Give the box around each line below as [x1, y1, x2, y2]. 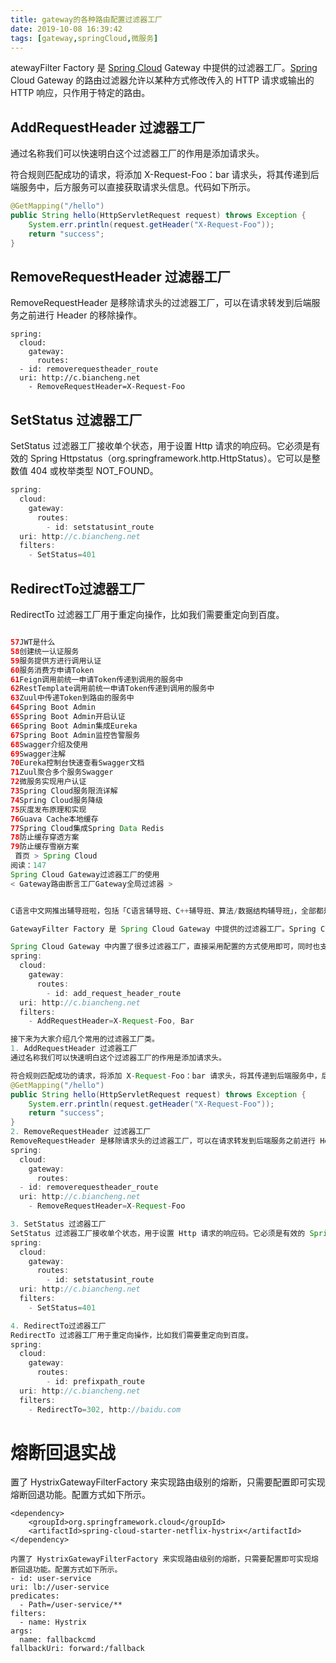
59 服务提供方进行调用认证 [10, 656, 102, 666]
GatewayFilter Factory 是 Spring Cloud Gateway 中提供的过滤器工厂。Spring [10, 924, 317, 934]
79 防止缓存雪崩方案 [10, 842, 80, 852]
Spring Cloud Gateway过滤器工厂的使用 [10, 869, 160, 880]
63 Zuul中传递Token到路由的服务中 [10, 693, 135, 703]
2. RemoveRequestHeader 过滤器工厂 [10, 1127, 152, 1137]
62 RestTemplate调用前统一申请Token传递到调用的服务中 [10, 684, 215, 694]
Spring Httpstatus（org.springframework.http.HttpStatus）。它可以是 [29, 452, 312, 465]
